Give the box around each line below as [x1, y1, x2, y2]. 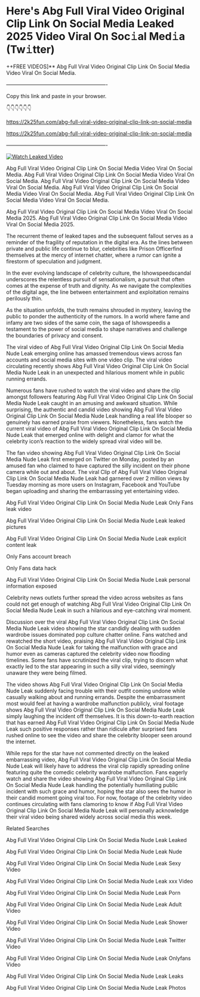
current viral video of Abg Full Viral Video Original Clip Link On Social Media [6, 425, 192, 432]
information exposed [6, 582, 57, 589]
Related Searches [6, 825, 50, 832]
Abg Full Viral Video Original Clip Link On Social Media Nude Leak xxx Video [6, 877, 193, 884]
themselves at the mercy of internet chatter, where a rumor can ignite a [6, 251, 181, 259]
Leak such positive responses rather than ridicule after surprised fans [6, 725, 177, 732]
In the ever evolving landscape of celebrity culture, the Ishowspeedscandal [6, 269, 191, 276]
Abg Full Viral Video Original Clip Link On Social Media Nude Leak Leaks [6, 972, 184, 980]
